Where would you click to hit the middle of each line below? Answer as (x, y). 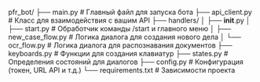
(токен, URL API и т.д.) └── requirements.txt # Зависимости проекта (122, 70)
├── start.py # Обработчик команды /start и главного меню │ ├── (120, 29)
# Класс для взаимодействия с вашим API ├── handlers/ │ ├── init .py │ (130, 20)
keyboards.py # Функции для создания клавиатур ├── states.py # (118, 53)
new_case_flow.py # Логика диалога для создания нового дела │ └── (125, 37)
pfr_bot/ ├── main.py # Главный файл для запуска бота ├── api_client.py (130, 12)
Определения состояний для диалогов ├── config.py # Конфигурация (126, 62)
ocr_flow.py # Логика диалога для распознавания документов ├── (121, 45)
